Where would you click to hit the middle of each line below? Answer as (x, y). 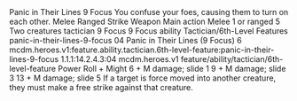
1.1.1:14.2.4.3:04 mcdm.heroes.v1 (120, 59)
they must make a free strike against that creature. (101, 87)
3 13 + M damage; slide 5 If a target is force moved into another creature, (143, 78)
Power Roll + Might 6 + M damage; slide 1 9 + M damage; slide (172, 69)
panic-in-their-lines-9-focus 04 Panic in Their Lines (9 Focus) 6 (125, 40)
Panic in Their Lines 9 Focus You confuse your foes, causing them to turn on (149, 12)
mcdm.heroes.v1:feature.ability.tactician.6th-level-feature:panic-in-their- (142, 50)
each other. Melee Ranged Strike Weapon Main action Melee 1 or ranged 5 (145, 21)
